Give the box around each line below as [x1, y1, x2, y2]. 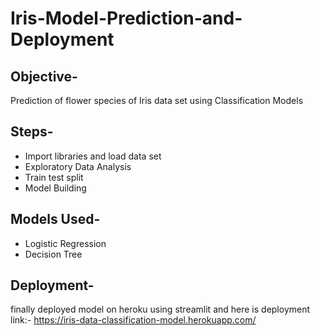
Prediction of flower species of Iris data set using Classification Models [10, 95, 304, 106]
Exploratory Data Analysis [24, 160, 132, 172]
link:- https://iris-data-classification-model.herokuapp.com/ [10, 314, 257, 326]
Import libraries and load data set [24, 150, 162, 162]
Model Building [24, 182, 87, 194]
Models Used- [10, 211, 101, 228]
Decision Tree [24, 248, 83, 260]
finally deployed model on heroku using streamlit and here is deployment [10, 303, 311, 316]
